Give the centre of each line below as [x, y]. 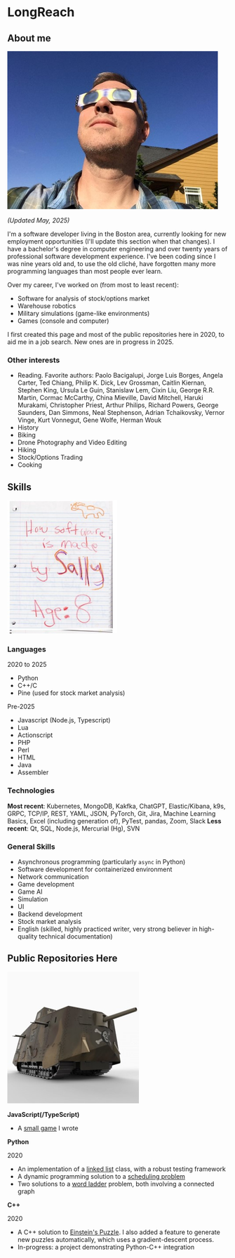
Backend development [50, 914]
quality [27, 936]
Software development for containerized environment [95, 869]
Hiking [27, 450]
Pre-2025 [21, 707]
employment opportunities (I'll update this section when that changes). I [111, 241]
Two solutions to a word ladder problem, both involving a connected [116, 1184]
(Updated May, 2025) [39, 220]
